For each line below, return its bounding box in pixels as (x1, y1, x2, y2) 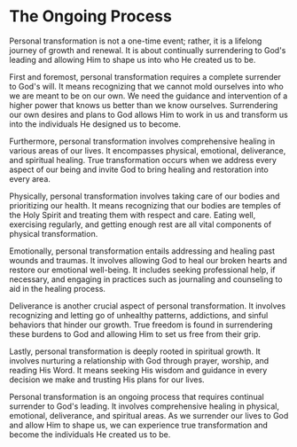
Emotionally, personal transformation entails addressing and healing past (9, 246, 276, 256)
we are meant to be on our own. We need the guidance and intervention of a (9, 90, 288, 101)
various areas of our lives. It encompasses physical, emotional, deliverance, (9, 145, 286, 156)
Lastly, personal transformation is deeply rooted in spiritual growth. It (9, 346, 262, 357)
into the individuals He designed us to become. (9, 118, 182, 129)
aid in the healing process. (9, 283, 106, 294)
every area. (9, 173, 51, 184)
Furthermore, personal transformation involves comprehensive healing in (9, 136, 276, 146)
